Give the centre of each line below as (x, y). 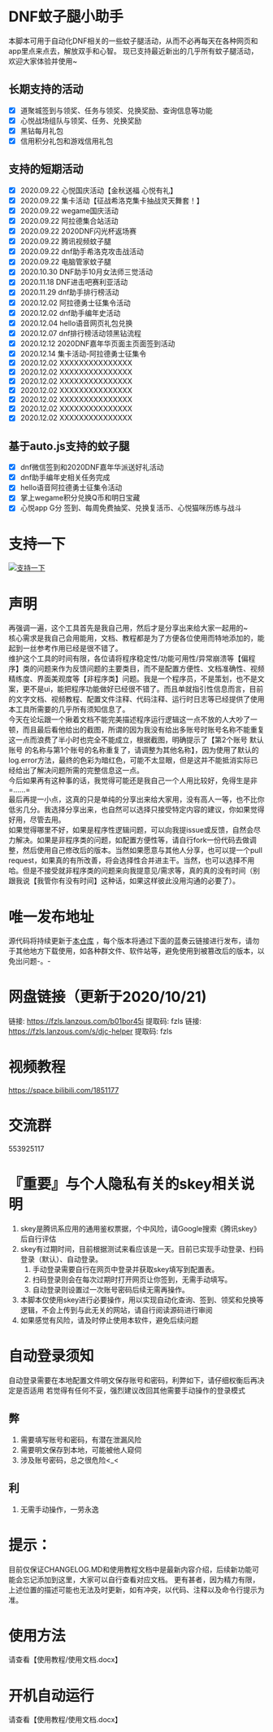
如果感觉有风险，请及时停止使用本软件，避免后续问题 (109, 1320)
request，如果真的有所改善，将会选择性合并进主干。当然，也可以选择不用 (132, 860)
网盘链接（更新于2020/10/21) (108, 997)
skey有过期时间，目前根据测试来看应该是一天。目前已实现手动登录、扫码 (142, 1249)
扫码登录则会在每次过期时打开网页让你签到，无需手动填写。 (132, 1279)
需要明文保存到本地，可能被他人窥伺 (81, 1450)
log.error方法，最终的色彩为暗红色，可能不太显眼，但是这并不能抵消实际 (130, 760)
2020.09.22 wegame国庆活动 (69, 210)
